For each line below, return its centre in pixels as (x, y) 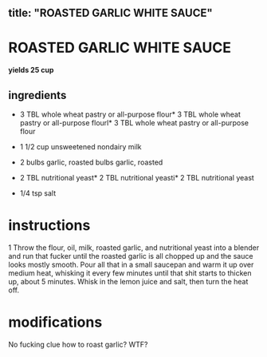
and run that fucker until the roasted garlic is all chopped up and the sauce (131, 256)
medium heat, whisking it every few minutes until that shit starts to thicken (130, 273)
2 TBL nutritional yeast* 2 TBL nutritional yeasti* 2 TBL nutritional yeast (137, 177)
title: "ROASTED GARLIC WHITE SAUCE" (110, 13)
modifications (55, 322)
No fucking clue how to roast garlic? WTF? (78, 344)
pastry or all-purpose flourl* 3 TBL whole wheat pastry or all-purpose (134, 122)
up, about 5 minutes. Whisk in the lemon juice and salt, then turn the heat (128, 281)
